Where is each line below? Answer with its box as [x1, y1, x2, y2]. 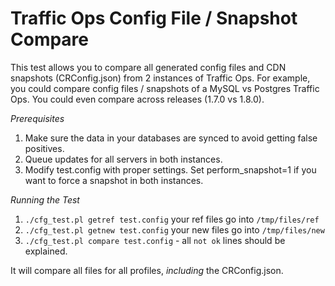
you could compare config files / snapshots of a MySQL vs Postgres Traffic [10, 82, 320, 94]
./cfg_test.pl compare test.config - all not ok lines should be [24, 234, 286, 246]
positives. [24, 142, 65, 154]
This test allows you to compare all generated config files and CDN [10, 61, 287, 73]
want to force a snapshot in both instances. [24, 174, 204, 186]
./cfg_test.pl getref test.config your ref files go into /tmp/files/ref [24, 213, 320, 225]
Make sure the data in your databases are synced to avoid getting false [24, 132, 318, 144]
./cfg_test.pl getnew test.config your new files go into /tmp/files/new [24, 223, 325, 236]
